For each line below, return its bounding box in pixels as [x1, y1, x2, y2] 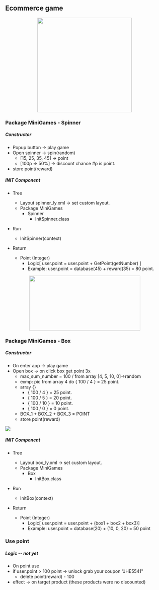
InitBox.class [35, 476, 62, 482]
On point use [12, 563, 39, 569]
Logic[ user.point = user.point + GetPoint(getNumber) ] [27, 260, 142, 266]
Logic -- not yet [5, 550, 39, 556]
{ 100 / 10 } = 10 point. [27, 400, 73, 406]
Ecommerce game [5, 4, 63, 13]
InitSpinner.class [35, 216, 69, 222]
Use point [5, 538, 29, 545]
